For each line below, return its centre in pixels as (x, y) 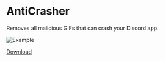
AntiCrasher (38, 11)
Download (19, 52)
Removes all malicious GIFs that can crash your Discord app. (82, 28)
